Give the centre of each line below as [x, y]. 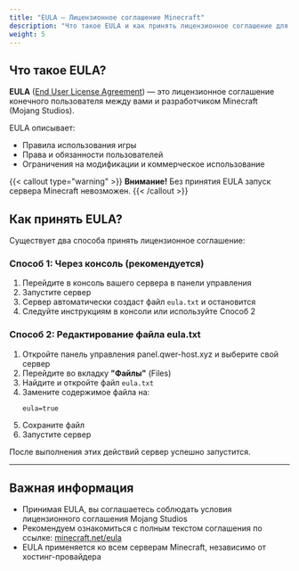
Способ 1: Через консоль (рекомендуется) [107, 263]
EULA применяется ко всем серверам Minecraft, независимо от [144, 547]
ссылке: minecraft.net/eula [72, 538]
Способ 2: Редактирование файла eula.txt [105, 335]
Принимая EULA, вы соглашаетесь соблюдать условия [127, 509]
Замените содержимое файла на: [86, 392]
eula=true [40, 408]
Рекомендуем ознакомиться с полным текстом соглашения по [142, 528]
